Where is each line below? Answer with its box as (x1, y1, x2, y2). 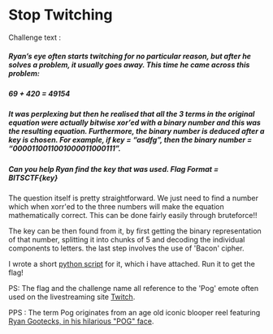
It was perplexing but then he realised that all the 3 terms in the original (8, 109, 255, 119)
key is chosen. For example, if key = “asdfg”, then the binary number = (8, 135, 253, 145)
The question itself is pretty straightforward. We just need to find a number (8, 193, 258, 203)
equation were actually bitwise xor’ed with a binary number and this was (8, 118, 262, 127)
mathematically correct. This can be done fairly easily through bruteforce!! (8, 211, 258, 221)
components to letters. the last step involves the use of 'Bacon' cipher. (8, 243, 245, 253)
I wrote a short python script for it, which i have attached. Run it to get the (8, 259, 256, 269)
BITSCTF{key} (8, 173, 58, 182)
